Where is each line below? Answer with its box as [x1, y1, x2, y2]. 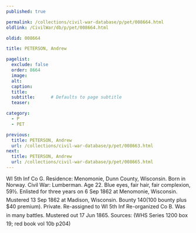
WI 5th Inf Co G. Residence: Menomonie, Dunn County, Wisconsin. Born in [6, 175, 186, 182]
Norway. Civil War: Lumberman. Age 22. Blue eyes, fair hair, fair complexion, [6, 181, 191, 188]
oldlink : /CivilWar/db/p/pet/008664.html [6, 25, 109, 30]
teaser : [11, 100, 31, 106]
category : [6, 111, 31, 117]
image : [11, 73, 28, 78]
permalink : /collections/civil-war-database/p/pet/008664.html [6, 19, 164, 25]
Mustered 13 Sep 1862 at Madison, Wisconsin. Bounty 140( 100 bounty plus [6, 196, 187, 203]
